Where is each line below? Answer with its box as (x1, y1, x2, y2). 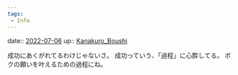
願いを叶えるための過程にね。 (19, 59, 107, 68)
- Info (10, 17, 31, 24)
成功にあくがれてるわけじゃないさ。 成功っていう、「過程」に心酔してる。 (7, 51, 224, 59)
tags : (7, 10, 23, 18)
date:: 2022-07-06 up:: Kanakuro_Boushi (7, 36, 128, 45)
